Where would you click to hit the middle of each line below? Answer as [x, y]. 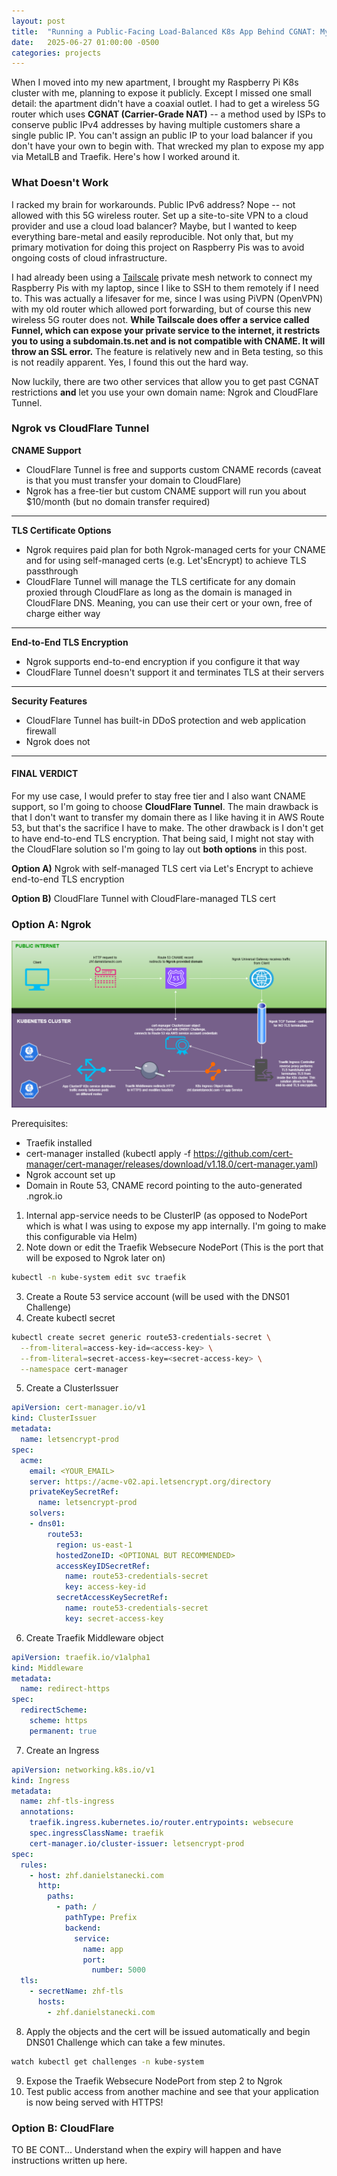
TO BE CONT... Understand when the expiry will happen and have [146, 2150]
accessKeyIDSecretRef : [103, 1566]
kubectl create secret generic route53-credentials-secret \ [141, 1337]
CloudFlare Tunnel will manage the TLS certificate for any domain [160, 581]
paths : [61, 1896]
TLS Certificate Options [61, 530]
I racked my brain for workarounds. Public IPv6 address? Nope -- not [153, 204]
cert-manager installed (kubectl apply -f [108, 1154]
